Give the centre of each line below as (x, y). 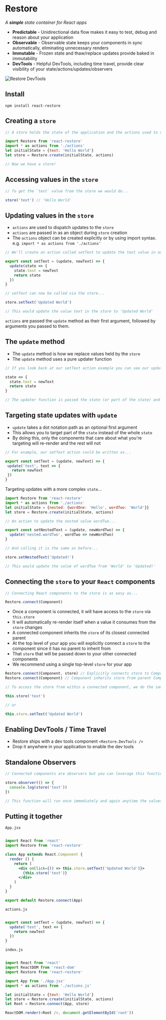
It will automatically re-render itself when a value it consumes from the (84, 622)
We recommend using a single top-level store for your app (72, 664)
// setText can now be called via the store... (55, 294)
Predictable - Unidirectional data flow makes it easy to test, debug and (84, 32)
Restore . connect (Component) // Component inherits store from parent (78, 678)
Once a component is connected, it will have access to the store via (81, 612)
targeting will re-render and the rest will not (56, 443)
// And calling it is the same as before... (52, 549)
